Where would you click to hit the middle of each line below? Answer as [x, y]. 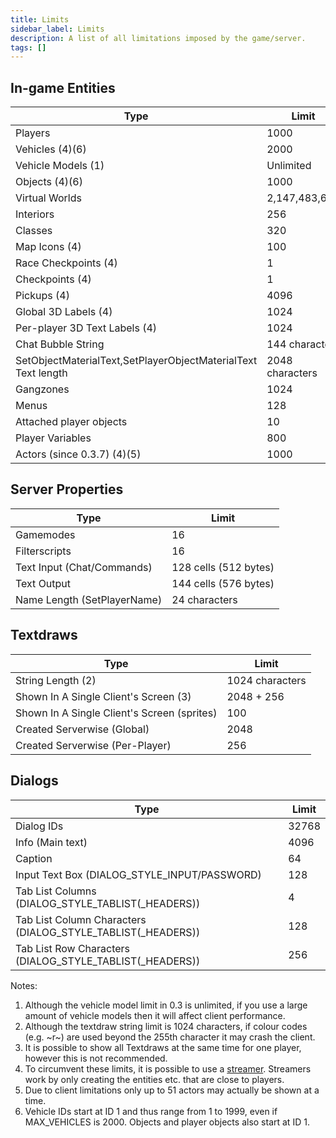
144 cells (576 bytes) [223, 583]
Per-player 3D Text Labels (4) [86, 328]
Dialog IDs [39, 826]
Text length [41, 373]
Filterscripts [43, 551]
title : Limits [40, 19]
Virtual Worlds [48, 198]
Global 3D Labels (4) [64, 312]
